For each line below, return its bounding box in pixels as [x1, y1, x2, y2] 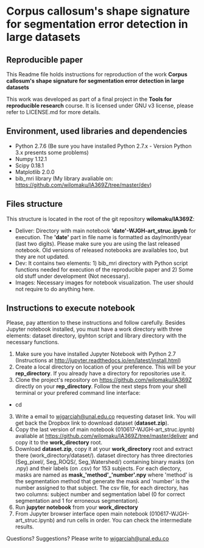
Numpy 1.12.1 [15, 155, 47, 162]
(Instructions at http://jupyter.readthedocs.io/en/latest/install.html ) [15, 357, 181, 364]
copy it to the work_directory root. [15, 439, 102, 446]
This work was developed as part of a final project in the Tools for [6, 96, 172, 103]
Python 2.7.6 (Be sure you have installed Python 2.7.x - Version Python [15, 142, 192, 150]
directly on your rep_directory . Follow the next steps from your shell [15, 383, 187, 390]
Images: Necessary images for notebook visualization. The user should [15, 279, 194, 286]
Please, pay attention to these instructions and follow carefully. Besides [6, 319, 186, 326]
